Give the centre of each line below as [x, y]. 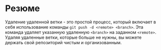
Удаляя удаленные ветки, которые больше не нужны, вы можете [73, 37]
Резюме [23, 8]
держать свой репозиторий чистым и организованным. [63, 42]
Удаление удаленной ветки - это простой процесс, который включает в [80, 22]
